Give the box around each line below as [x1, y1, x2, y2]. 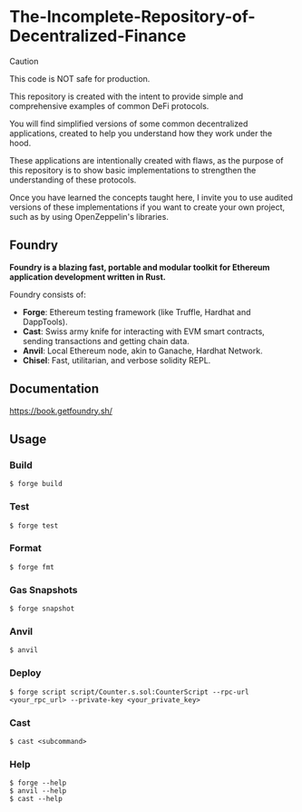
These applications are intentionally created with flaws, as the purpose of [9, 154, 284, 165]
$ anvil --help [9, 787, 67, 796]
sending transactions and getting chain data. [22, 335, 190, 346]
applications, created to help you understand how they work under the [9, 127, 273, 138]
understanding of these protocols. [9, 174, 137, 185]
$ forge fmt [9, 562, 54, 571]
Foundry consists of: [9, 289, 86, 300]
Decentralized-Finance [9, 25, 187, 46]
